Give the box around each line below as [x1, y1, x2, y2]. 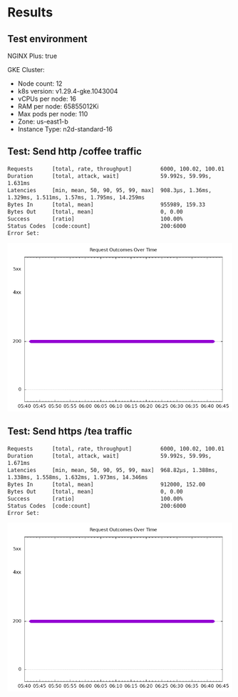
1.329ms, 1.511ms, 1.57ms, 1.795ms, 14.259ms [7, 194, 145, 201]
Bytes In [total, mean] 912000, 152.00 [7, 481, 205, 488]
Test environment [7, 33, 88, 45]
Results [7, 4, 53, 21]
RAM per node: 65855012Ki [17, 102, 99, 111]
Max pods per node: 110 [17, 110, 88, 118]
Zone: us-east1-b [17, 117, 69, 126]
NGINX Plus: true [7, 51, 58, 60]
